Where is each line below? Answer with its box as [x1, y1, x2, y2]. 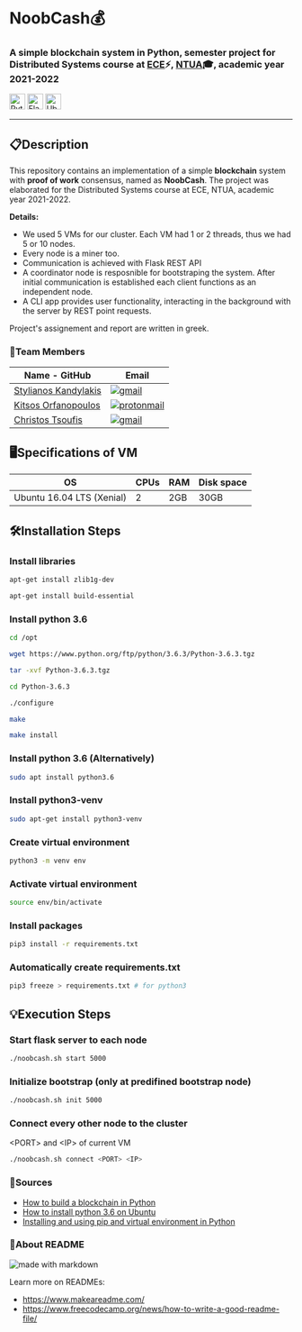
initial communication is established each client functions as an [22, 277, 257, 287]
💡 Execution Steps [9, 1007, 111, 1022]
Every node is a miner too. [22, 248, 120, 259]
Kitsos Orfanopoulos [13, 398, 101, 411]
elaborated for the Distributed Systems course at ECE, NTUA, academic [9, 185, 275, 196]
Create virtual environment [9, 835, 130, 848]
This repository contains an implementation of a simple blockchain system [9, 165, 286, 177]
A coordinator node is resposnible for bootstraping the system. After [22, 268, 276, 278]
